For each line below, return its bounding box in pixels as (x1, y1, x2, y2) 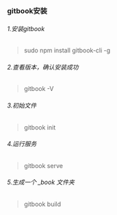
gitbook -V (23, 85, 54, 93)
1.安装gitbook (7, 24, 45, 32)
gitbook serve (23, 161, 64, 170)
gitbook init (23, 123, 56, 132)
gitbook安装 (7, 6, 48, 15)
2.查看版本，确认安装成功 (7, 63, 79, 71)
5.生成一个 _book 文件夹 (7, 178, 75, 187)
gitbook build (23, 200, 62, 208)
